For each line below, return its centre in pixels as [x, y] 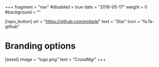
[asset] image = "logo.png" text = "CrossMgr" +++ [56, 59]
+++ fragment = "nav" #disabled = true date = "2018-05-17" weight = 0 [76, 7]
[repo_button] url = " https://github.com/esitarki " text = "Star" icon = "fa [76, 21]
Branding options [40, 46]
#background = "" [23, 12]
